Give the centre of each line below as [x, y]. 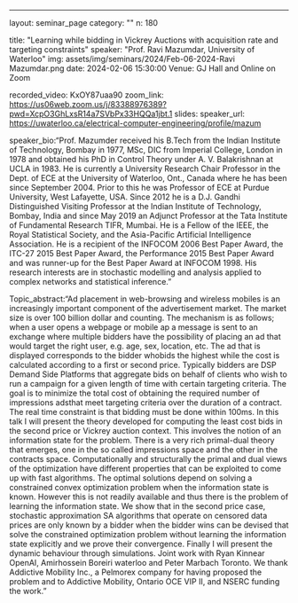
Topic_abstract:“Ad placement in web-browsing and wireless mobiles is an [145, 299]
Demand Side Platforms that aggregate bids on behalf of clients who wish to [149, 374]
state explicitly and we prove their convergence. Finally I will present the [141, 544]
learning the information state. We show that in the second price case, [137, 506]
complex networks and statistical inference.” [90, 282]
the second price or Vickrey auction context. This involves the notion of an [145, 431]
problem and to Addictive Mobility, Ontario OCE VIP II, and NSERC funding [145, 581]
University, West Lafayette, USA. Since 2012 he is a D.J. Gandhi [125, 197]
